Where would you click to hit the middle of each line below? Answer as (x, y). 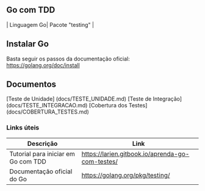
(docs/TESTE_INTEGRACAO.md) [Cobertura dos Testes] (77, 106)
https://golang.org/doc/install (43, 65)
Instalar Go (27, 44)
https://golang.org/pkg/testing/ (126, 175)
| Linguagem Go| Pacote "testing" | (50, 24)
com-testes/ (99, 161)
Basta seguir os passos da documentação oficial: (68, 59)
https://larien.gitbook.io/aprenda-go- (135, 154)
